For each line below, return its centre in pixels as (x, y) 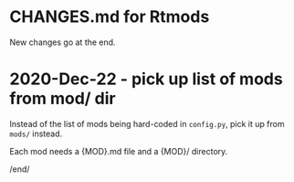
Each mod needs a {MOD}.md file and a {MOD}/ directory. (119, 151)
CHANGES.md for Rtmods (110, 17)
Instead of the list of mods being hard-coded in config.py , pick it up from (147, 123)
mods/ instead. (36, 134)
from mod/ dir (63, 99)
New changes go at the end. (63, 42)
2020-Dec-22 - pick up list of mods (146, 79)
